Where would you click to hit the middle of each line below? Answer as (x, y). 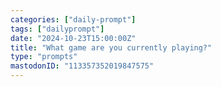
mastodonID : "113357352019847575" (82, 66)
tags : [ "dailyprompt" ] (57, 29)
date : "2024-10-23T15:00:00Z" (73, 38)
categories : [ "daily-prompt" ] (73, 19)
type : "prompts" (44, 57)
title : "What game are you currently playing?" (111, 47)
